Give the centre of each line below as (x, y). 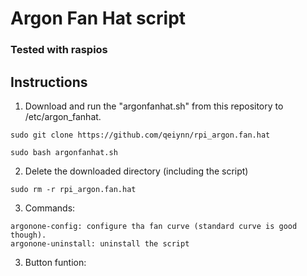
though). (28, 235)
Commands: (50, 208)
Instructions (49, 82)
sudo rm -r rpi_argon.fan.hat (73, 189)
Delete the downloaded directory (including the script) (136, 171)
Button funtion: (55, 262)
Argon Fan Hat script (98, 18)
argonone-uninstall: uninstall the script (100, 243)
